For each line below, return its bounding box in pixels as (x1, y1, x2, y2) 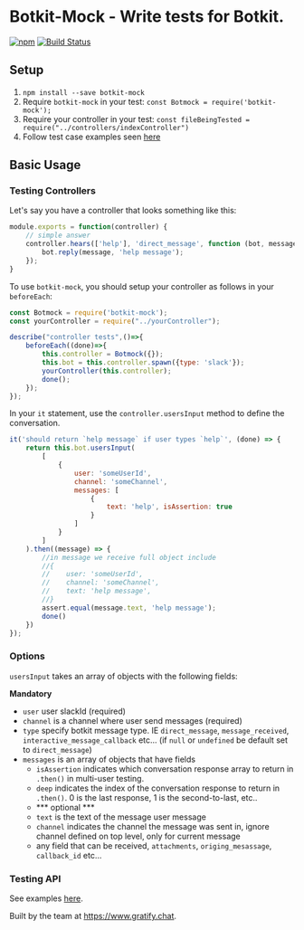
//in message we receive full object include (42, 553, 217, 562)
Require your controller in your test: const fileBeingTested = (22, 113, 251, 124)
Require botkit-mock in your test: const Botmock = (22, 96, 208, 107)
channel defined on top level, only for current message (35, 830, 242, 841)
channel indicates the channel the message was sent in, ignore (35, 821, 270, 831)
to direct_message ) (22, 744, 92, 754)
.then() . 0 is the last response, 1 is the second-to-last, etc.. (35, 792, 258, 802)
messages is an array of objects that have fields (22, 754, 196, 764)
